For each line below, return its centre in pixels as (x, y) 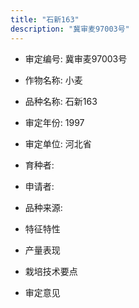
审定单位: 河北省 (58, 143)
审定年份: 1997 (54, 122)
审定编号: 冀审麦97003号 (76, 58)
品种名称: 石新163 (61, 101)
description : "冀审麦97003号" (70, 29)
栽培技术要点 (51, 271)
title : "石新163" (45, 19)
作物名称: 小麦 (53, 80)
